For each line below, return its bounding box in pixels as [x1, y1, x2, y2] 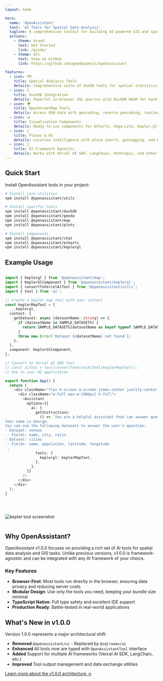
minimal [12, 594, 28, 600]
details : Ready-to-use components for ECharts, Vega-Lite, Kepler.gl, [14, 124, 160, 129]
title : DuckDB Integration [14, 92, 68, 97]
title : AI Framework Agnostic [14, 147, 75, 151]
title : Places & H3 [14, 133, 53, 138]
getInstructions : [35, 410, 70, 415]
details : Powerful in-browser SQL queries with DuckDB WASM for [14, 97, 147, 102]
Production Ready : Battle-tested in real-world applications [12, 604, 130, 610]
